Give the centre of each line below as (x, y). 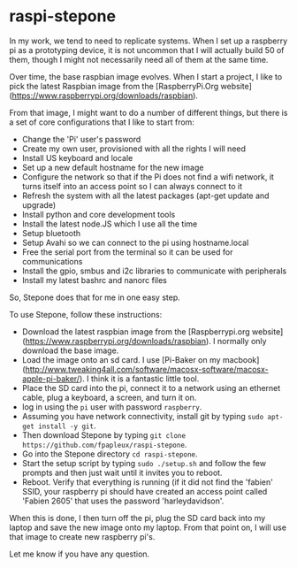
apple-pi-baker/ (51, 379)
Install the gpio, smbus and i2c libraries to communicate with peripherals (154, 271)
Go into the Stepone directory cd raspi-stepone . (110, 454)
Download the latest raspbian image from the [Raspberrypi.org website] (152, 331)
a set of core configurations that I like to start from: (102, 122)
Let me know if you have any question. (80, 554)
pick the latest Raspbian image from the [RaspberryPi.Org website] (130, 86)
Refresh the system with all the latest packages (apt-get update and (145, 196)
